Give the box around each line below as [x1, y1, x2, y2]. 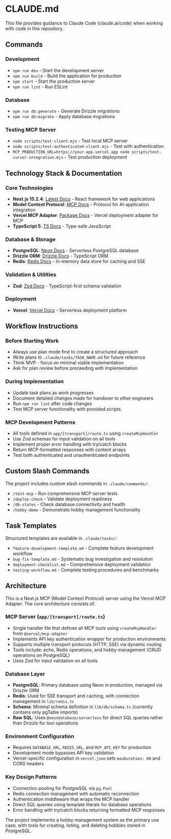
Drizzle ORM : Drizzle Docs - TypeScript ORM [12, 253, 109, 259]
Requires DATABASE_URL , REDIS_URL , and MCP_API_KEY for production [12, 744, 152, 750]
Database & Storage [5, 236, 56, 243]
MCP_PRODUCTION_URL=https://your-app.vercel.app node [12, 149, 130, 155]
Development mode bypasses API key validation [12, 750, 114, 756]
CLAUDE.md [5, 3, 59, 15]
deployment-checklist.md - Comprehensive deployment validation [12, 561, 152, 567]
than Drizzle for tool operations [12, 720, 78, 726]
